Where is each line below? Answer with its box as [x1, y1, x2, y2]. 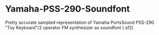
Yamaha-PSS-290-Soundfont [5, 3, 130, 15]
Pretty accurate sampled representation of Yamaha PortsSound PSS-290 [5, 19, 155, 25]
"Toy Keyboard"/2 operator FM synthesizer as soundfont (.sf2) [5, 24, 134, 30]
